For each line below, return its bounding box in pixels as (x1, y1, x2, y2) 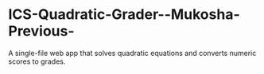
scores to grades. (8, 57, 66, 66)
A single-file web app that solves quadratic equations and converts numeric (8, 48, 257, 57)
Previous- (8, 22, 75, 40)
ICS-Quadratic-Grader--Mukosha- (8, 6, 240, 24)
